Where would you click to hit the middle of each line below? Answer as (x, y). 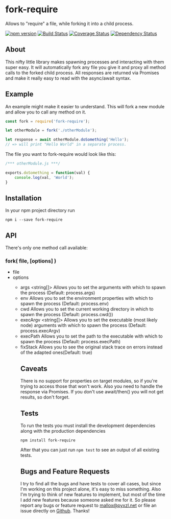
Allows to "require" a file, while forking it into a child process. (69, 23)
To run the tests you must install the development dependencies (88, 426)
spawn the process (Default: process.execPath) (70, 342)
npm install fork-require (48, 440)
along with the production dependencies (63, 431)
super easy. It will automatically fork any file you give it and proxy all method (86, 67)
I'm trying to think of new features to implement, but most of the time (93, 494)
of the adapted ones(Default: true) (56, 352)
